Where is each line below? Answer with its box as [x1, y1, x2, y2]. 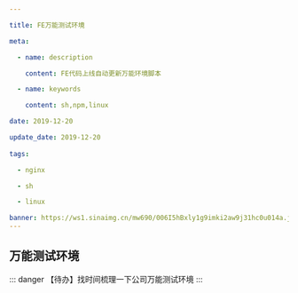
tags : [9, 149, 29, 158]
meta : [9, 36, 29, 45]
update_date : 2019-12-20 [9, 133, 101, 142]
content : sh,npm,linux [25, 101, 109, 110]
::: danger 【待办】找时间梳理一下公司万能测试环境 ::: [9, 273, 203, 284]
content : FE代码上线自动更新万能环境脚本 [25, 68, 161, 78]
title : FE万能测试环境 [9, 20, 85, 29]
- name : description [17, 52, 93, 62]
